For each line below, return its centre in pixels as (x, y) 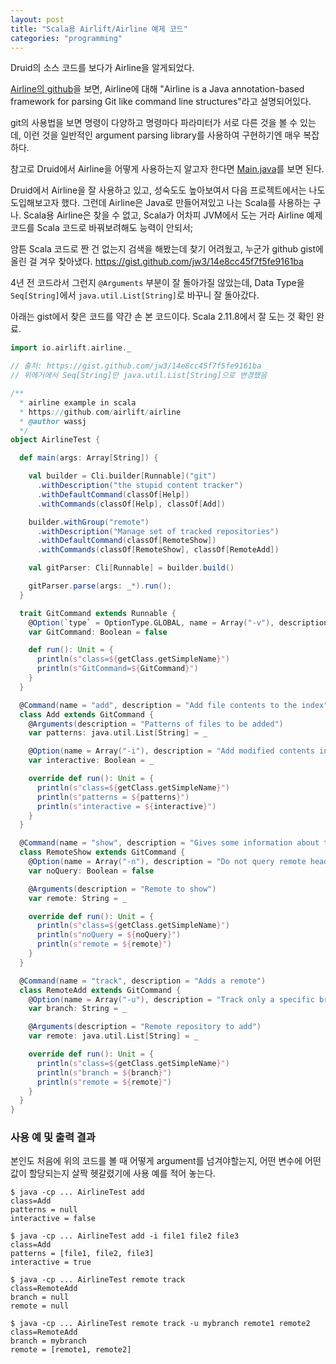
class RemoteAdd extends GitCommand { (100, 990)
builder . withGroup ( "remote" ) (89, 522)
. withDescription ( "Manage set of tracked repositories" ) (158, 531)
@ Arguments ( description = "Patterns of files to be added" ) (156, 724)
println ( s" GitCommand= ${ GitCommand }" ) (117, 669)
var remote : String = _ (78, 898)
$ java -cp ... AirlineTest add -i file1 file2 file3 (125, 1236)
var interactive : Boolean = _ (91, 761)
